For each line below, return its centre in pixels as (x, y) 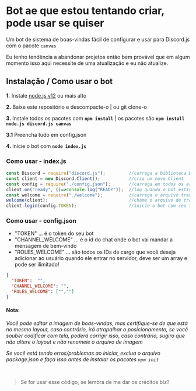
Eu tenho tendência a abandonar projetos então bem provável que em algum (98, 57)
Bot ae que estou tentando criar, (85, 11)
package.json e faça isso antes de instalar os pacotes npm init (83, 359)
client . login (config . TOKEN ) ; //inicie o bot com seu (96, 206)
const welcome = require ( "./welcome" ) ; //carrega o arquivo (92, 195)
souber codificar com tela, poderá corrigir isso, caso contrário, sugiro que (96, 336)
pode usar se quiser (55, 23)
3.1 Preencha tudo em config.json (46, 134)
